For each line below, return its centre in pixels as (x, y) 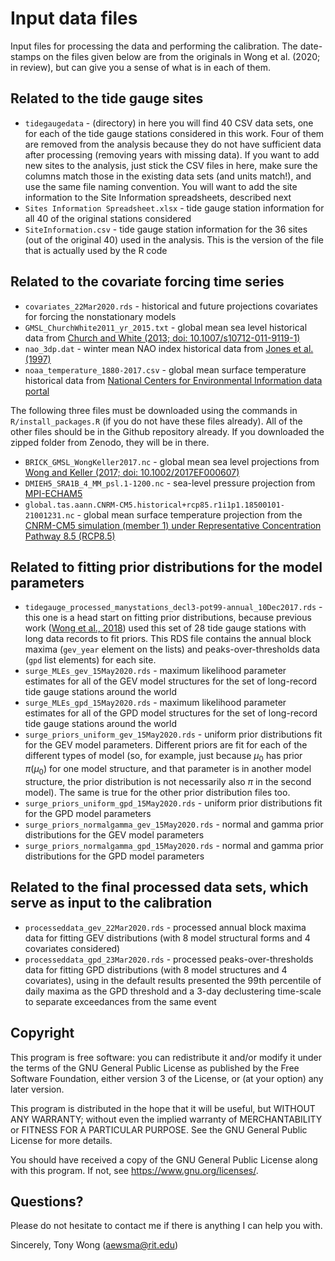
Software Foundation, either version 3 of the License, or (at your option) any (167, 1078)
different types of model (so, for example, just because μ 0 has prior (163, 757)
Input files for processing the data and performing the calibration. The (154, 46)
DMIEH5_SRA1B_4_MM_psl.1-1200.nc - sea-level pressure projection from (170, 483)
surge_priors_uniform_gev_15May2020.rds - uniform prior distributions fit (173, 734)
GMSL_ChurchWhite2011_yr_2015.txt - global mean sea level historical (166, 327)
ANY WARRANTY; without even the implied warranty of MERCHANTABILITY (166, 1119)
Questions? (47, 1201)
